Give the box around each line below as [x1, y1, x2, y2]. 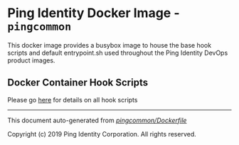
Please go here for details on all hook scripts [7, 95, 138, 104]
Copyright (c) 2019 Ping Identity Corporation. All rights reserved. [7, 129, 197, 138]
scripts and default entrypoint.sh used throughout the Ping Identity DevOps [7, 48, 228, 57]
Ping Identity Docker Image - [7, 5, 180, 21]
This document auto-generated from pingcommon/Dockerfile [7, 116, 187, 124]
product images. [7, 55, 55, 65]
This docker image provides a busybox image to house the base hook [7, 41, 212, 49]
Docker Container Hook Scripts [7, 77, 148, 89]
